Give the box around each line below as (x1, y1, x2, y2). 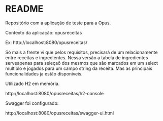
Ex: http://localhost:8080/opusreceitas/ (5, 39, 88, 46)
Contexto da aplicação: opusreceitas (5, 29, 82, 35)
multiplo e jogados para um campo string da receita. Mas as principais (5, 65, 152, 71)
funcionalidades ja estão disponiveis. (5, 70, 83, 76)
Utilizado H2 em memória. (5, 80, 60, 87)
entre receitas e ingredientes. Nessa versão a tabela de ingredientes (5, 54, 148, 61)
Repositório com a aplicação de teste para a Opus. (5, 20, 111, 26)
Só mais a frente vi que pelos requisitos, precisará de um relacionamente (5, 49, 158, 55)
